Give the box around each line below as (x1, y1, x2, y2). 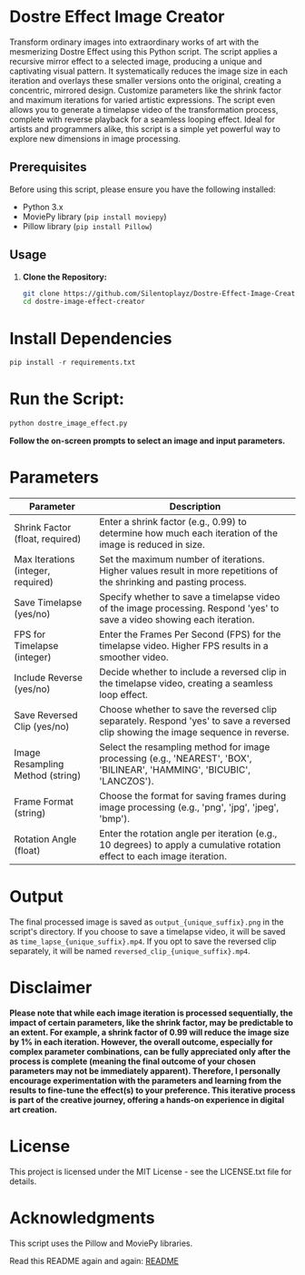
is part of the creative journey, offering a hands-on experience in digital (9, 1094, 285, 1105)
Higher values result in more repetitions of (99, 564, 279, 577)
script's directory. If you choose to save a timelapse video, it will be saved (9, 926, 286, 936)
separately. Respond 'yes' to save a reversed (99, 714, 291, 727)
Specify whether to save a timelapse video (99, 590, 280, 602)
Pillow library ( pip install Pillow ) (22, 220, 152, 231)
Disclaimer (9, 977, 93, 997)
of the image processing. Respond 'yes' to (99, 602, 280, 614)
